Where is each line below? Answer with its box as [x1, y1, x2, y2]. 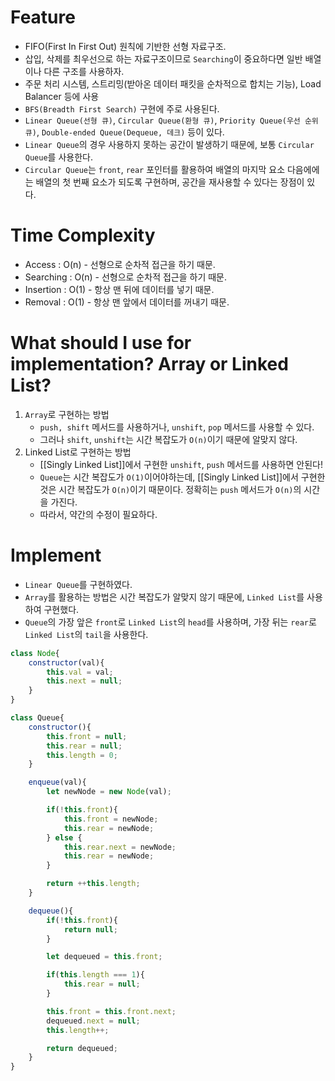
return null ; [63, 924, 118, 935]
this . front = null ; [46, 731, 128, 741]
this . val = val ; [46, 667, 114, 677]
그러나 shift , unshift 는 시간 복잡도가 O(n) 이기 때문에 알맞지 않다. [39, 433, 298, 445]
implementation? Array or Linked [10, 353, 289, 376]
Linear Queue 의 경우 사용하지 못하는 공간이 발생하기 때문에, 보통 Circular [24, 138, 315, 150]
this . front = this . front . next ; [46, 1006, 177, 1016]
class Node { [10, 648, 60, 658]
